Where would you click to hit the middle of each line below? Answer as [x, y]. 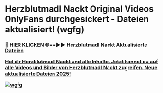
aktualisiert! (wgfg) [45, 30]
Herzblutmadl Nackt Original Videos [80, 9]
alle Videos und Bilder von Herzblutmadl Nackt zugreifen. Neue [81, 68]
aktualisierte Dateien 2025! [38, 74]
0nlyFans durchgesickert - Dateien [77, 19]
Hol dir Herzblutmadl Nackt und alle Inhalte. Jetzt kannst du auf [81, 62]
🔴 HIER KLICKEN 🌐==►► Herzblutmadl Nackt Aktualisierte [76, 45]
